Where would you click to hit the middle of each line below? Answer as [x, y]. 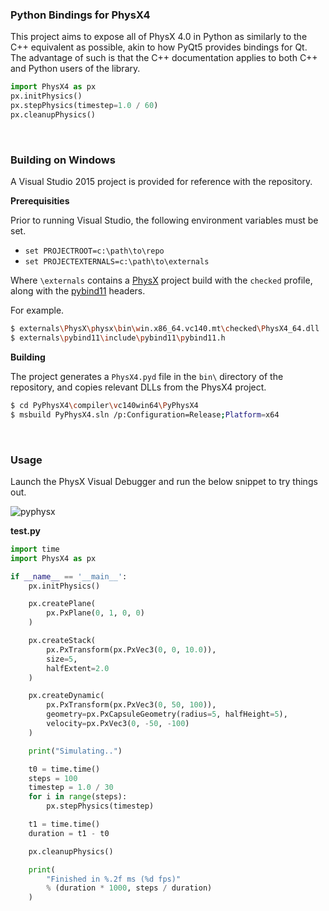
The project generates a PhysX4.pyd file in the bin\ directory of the [147, 376]
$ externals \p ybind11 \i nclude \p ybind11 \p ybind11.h [118, 338]
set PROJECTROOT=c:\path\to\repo [94, 251]
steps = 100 [53, 778]
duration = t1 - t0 [69, 833]
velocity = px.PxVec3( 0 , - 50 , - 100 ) [118, 724]
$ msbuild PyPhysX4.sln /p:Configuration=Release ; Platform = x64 [145, 414]
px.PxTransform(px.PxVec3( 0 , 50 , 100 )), [131, 705]
